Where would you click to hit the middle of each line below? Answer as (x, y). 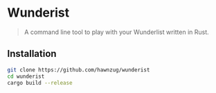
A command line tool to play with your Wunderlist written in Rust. (116, 32)
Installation (32, 54)
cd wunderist (26, 76)
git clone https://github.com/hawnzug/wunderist (79, 70)
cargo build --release (40, 83)
